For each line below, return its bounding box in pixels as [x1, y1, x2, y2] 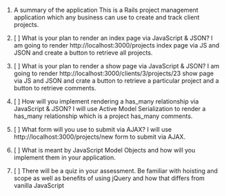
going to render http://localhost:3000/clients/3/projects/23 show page [13, 69, 214, 77]
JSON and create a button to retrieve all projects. [13, 48, 153, 57]
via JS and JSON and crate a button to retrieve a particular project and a [13, 77, 219, 85]
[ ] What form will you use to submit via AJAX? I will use [13, 126, 172, 133]
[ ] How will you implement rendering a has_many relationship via [13, 97, 199, 106]
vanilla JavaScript [13, 182, 64, 189]
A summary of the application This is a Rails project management [13, 6, 198, 14]
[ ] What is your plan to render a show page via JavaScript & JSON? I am [13, 62, 220, 70]
